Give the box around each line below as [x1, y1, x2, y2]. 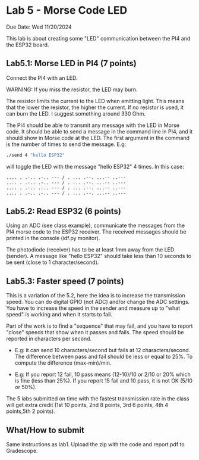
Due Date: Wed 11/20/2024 [6, 23, 72, 30]
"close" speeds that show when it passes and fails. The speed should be [6, 329, 184, 336]
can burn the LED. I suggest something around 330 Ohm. [6, 110, 146, 117]
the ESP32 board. [6, 41, 49, 48]
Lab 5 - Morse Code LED [6, 4, 128, 17]
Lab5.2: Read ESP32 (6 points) [6, 206, 122, 216]
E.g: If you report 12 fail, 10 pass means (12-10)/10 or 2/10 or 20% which [14, 371, 191, 378]
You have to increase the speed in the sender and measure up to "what [6, 304, 181, 312]
